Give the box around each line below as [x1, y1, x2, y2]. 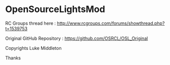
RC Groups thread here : [5, 20, 56, 26]
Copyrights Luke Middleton [5, 45, 62, 51]
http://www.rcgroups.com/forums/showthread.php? [57, 20, 165, 26]
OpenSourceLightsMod [5, 4, 105, 15]
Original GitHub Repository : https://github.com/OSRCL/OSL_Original [5, 35, 148, 41]
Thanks [5, 54, 21, 61]
